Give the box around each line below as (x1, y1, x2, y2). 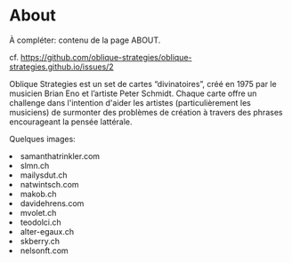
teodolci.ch (20, 217, 62, 227)
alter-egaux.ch (20, 226, 75, 236)
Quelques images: (9, 133, 76, 144)
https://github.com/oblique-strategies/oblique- (20, 52, 192, 62)
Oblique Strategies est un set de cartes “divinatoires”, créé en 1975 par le (9, 78, 278, 89)
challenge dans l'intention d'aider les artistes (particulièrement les (9, 97, 251, 108)
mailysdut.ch (20, 170, 68, 180)
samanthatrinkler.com (20, 150, 101, 161)
